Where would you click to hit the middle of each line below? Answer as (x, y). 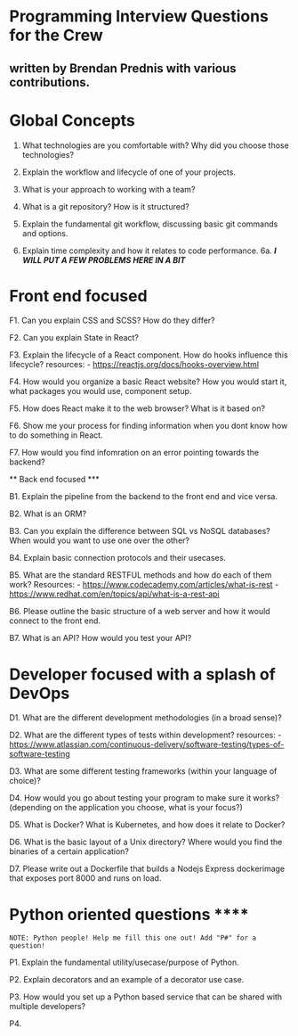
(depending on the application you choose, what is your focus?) (126, 808)
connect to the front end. (55, 621)
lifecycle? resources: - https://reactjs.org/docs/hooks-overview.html (134, 365)
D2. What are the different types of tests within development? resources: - (145, 735)
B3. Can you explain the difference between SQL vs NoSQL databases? (140, 531)
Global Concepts (72, 120)
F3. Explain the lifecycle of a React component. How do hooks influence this (149, 355)
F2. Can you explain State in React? (74, 338)
